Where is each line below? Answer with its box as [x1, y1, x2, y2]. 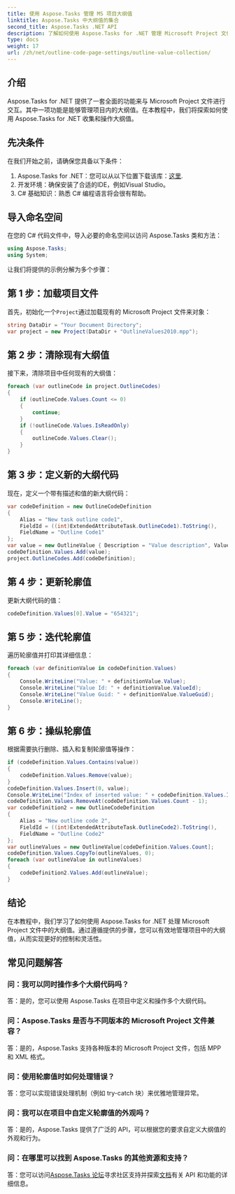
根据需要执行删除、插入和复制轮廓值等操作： [7, 745, 136, 753]
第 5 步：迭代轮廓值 [7, 631, 92, 643]
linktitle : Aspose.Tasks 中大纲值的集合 [7, 17, 120, 24]
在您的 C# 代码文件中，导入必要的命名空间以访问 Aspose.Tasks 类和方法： [7, 232, 222, 240]
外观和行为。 [7, 1134, 44, 1142]
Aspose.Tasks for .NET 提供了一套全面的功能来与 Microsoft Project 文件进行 [7, 97, 226, 105]
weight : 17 [7, 43, 39, 50]
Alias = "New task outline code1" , [20, 516, 124, 523]
